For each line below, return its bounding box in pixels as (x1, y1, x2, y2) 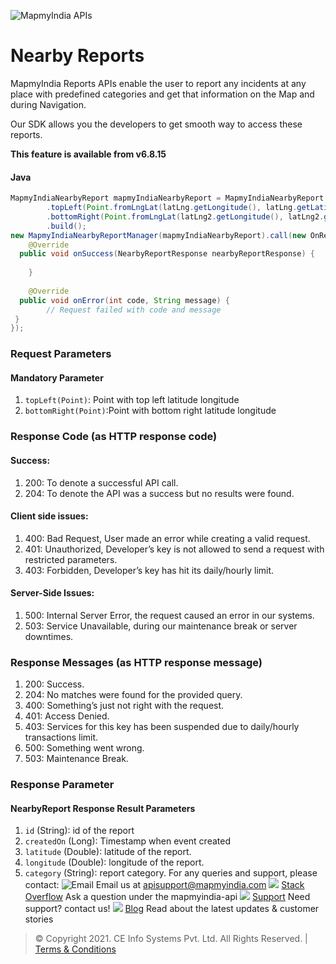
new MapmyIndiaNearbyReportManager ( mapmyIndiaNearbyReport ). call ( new (10, 230, 307, 240)
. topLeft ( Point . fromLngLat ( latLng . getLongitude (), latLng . (46, 203, 298, 213)
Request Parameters (10, 347, 112, 361)
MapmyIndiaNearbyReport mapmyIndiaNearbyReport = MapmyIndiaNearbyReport (10, 193, 325, 204)
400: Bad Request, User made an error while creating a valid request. (24, 532, 311, 544)
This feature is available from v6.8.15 (10, 148, 167, 160)
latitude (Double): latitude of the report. (24, 846, 192, 858)
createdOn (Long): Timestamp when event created (24, 835, 231, 847)
